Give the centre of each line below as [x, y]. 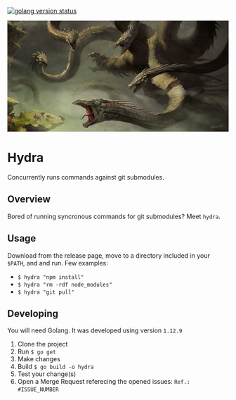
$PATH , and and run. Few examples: [58, 263]
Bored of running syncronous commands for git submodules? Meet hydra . [114, 216]
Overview [29, 200]
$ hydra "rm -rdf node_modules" [65, 285]
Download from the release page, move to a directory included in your [109, 255]
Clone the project [42, 344]
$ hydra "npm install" [51, 277]
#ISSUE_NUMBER [38, 390]
